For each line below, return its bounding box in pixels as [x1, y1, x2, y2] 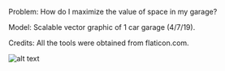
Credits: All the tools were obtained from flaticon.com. [8, 38, 189, 48]
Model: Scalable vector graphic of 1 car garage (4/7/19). [8, 23, 196, 31]
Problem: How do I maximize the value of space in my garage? [8, 7, 218, 16]
